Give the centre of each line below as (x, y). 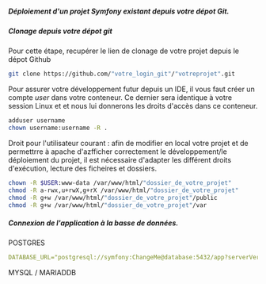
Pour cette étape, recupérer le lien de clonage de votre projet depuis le (124, 51)
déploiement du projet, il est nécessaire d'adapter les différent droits (120, 159)
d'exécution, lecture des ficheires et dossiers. (82, 168)
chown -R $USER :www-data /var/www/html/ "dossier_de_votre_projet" (120, 182)
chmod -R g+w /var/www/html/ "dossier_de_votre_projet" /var (108, 205)
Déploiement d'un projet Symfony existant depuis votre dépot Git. (119, 11)
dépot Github (30, 59)
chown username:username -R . (58, 128)
